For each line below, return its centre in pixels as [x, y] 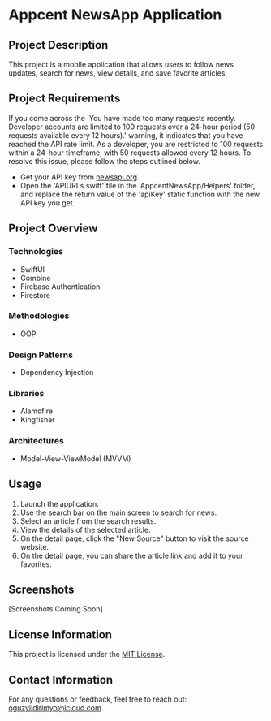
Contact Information [61, 680]
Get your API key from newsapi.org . [80, 177]
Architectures [37, 441]
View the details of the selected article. [86, 529]
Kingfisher [37, 420]
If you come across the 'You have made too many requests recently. [122, 118]
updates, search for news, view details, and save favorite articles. [118, 73]
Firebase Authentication [60, 287]
